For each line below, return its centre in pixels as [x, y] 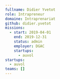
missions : [15, 28]
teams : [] [15, 69]
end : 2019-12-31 [30, 37]
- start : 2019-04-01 [30, 32]
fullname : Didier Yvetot [30, 10]
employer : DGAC [29, 46]
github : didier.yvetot [28, 23]
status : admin [28, 42]
